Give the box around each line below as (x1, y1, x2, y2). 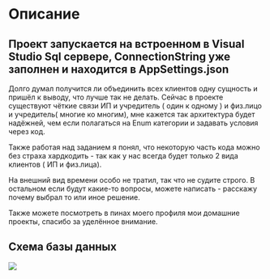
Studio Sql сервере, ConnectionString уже (8, 49, 231, 63)
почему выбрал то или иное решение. (8, 192, 140, 202)
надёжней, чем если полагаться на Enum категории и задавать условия (8, 118, 259, 128)
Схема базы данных (8, 240, 118, 254)
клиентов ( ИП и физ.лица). (8, 159, 102, 169)
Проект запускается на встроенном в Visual (8, 37, 245, 51)
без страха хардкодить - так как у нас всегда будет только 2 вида (8, 151, 239, 160)
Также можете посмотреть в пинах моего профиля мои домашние (8, 208, 241, 218)
